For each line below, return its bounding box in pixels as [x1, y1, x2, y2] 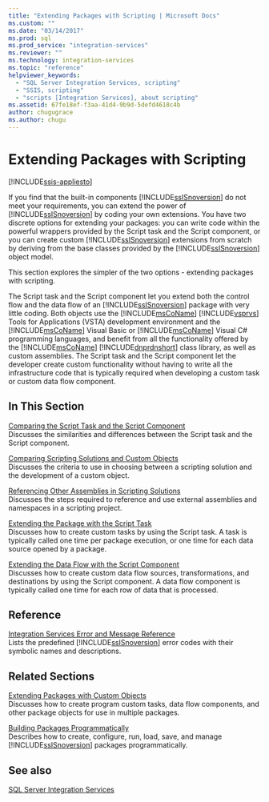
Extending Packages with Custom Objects [8, 691, 147, 700]
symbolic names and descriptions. [8, 646, 122, 656]
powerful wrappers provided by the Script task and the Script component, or [8, 226, 261, 236]
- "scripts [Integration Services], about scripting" [15, 94, 199, 102]
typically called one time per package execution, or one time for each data [8, 535, 254, 545]
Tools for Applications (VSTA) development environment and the [8, 317, 221, 327]
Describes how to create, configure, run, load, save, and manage [8, 732, 223, 741]
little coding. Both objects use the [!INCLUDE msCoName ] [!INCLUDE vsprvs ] [8, 308, 259, 318]
